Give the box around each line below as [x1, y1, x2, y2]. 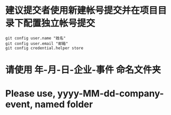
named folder [34, 99, 93, 110]
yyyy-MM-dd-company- [57, 88, 164, 100]
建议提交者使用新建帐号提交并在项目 [5, 5, 158, 16]
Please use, [5, 88, 56, 100]
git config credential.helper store [5, 45, 83, 51]
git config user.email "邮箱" [5, 41, 68, 46]
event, [5, 99, 33, 110]
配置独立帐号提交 [23, 17, 96, 29]
